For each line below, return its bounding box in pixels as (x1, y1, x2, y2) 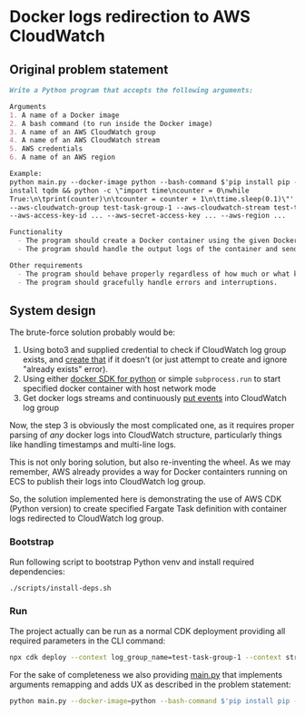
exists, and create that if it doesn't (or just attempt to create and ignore (22, 354, 288, 365)
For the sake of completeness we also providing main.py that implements (9, 669, 283, 680)
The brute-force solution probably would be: (9, 327, 175, 338)
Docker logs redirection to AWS (9, 6, 251, 27)
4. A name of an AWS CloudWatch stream (9, 136, 161, 145)
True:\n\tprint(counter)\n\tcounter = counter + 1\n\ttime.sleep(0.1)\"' (9, 194, 295, 203)
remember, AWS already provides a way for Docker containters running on (9, 466, 288, 477)
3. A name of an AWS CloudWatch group (9, 127, 156, 137)
